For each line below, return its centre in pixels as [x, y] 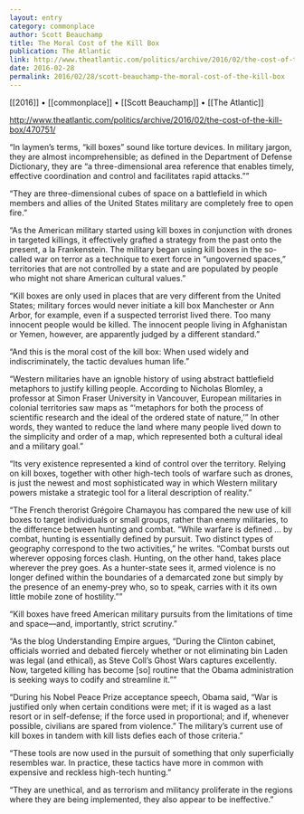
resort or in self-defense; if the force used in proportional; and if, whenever [149, 716]
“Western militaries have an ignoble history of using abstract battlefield [142, 379]
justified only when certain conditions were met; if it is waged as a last [140, 706]
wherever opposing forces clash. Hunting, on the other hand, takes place [146, 558]
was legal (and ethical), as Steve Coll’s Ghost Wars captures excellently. [143, 660]
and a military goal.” [47, 446]
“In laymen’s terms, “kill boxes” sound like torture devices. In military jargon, [151, 147]
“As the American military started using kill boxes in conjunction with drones [151, 230]
